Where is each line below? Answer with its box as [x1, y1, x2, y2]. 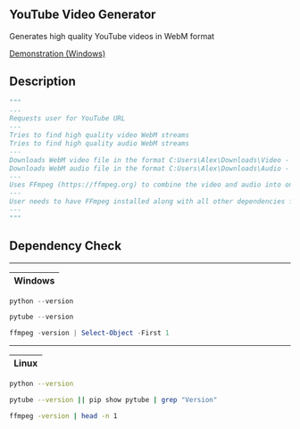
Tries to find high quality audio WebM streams [9, 139, 190, 148]
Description [9, 74, 76, 89]
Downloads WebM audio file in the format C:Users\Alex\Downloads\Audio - [9, 164, 290, 173]
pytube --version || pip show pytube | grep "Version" [9, 396, 218, 405]
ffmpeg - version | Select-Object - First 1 [9, 329, 170, 338]
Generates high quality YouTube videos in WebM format [9, 30, 215, 41]
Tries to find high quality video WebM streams [9, 131, 190, 140]
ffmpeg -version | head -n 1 [9, 411, 118, 420]
